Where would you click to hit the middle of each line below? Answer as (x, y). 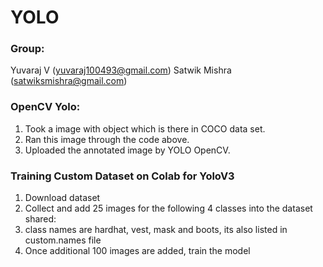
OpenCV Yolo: (45, 107)
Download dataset (62, 198)
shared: (40, 219)
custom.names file (63, 240)
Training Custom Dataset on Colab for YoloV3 (122, 176)
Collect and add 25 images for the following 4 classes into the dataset (168, 208)
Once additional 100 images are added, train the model (137, 251)
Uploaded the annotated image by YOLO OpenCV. (127, 150)
